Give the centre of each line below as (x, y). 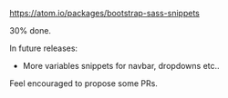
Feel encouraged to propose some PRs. (83, 83)
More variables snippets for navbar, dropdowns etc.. (121, 66)
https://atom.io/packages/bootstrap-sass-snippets (105, 13)
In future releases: (44, 48)
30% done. (31, 30)
